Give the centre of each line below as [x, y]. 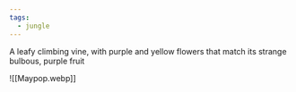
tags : [19, 17]
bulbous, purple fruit [47, 61]
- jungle [34, 26]
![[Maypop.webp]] [43, 78]
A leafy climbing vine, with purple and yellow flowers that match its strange [148, 51]
